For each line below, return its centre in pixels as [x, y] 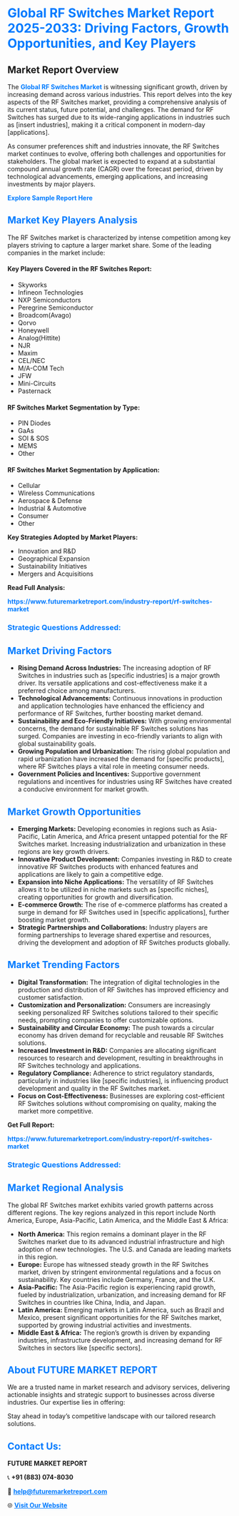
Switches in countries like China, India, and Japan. [92, 1302]
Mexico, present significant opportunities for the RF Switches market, [119, 1317]
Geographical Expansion [54, 559]
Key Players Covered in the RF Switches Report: [80, 269]
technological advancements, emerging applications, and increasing [108, 177]
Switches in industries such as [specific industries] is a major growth [118, 676]
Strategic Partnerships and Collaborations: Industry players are [113, 927]
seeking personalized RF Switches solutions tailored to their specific [118, 1012]
